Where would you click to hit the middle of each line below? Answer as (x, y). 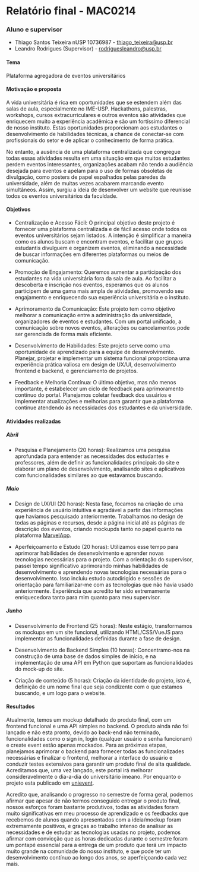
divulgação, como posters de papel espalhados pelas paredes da (86, 177)
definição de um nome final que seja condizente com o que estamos (99, 687)
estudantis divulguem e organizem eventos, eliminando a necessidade (101, 248)
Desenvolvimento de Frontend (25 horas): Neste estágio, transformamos (103, 625)
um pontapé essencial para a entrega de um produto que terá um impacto (97, 845)
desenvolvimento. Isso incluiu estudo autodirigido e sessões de (92, 578)
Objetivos (18, 210)
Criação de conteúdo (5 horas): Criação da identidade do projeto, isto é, (103, 680)
